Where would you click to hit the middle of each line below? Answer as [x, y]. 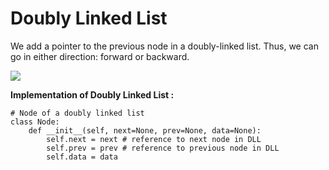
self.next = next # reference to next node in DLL [154, 139]
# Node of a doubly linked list [77, 113]
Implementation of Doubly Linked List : [92, 94]
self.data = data [82, 157]
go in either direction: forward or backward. [100, 56]
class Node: [35, 122]
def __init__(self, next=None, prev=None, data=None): [145, 130]
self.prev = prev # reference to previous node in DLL [163, 148]
